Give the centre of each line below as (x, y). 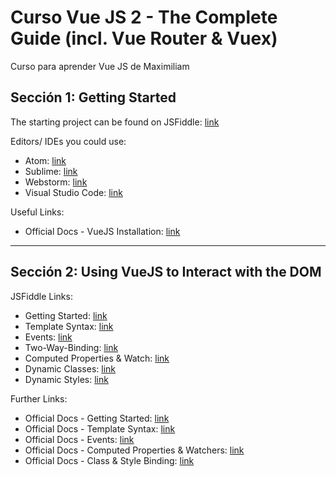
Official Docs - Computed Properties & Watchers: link (134, 450)
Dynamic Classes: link (70, 368)
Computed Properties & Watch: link (97, 358)
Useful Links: (37, 212)
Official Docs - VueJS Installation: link (102, 231)
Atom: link (45, 160)
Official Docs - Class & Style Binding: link (109, 460)
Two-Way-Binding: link (71, 347)
